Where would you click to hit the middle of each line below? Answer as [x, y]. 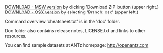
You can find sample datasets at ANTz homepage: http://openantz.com [77, 45]
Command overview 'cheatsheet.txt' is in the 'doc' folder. [63, 21]
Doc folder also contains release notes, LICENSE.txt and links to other [75, 31]
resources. [16, 36]
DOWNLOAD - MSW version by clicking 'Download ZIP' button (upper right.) [82, 7]
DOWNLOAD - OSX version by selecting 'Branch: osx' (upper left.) [72, 12]
